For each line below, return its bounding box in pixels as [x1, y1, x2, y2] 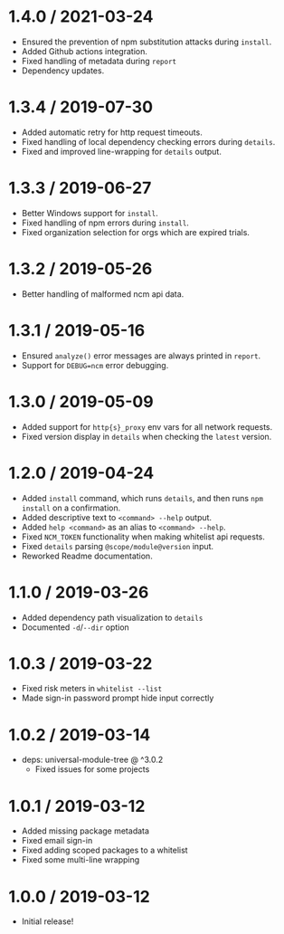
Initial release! [21, 916, 74, 927]
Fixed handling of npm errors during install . [21, 217, 189, 228]
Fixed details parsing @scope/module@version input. [21, 540, 214, 551]
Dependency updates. [21, 65, 105, 76]
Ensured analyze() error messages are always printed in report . [21, 350, 261, 361]
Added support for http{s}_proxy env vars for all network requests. [21, 421, 273, 432]
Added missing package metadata [21, 825, 150, 836]
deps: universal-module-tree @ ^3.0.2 [21, 754, 164, 766]
